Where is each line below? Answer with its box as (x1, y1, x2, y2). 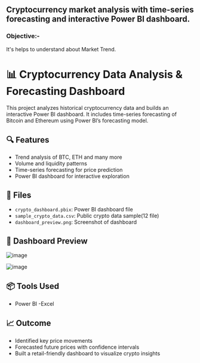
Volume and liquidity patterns (14, 160, 88, 167)
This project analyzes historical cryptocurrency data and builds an (6, 104, 169, 111)
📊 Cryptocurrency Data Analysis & (6, 67, 183, 81)
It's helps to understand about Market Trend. (6, 45, 116, 53)
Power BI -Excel (14, 300, 54, 307)
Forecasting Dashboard (6, 84, 125, 98)
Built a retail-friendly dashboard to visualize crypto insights (14, 349, 161, 357)
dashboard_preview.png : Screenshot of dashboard (14, 219, 137, 226)
